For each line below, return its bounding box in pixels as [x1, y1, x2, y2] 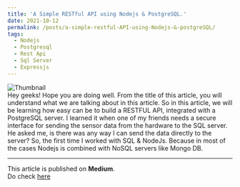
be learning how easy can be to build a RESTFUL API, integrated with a [7, 106, 216, 114]
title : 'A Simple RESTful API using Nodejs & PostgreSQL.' [7, 10, 187, 18]
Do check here [7, 172, 51, 181]
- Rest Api [14, 51, 46, 58]
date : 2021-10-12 [7, 17, 59, 24]
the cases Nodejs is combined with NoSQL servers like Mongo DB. [7, 143, 204, 152]
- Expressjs [14, 64, 50, 71]
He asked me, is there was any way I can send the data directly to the [7, 128, 212, 137]
